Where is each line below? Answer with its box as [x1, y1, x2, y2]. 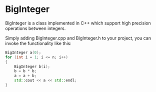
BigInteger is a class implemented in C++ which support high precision [5, 20, 151, 26]
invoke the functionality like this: [5, 40, 71, 46]
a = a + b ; [14, 73, 37, 78]
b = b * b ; [14, 68, 37, 73]
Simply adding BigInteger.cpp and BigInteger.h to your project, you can [5, 35, 151, 41]
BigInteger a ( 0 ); [5, 50, 41, 55]
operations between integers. [5, 25, 66, 31]
